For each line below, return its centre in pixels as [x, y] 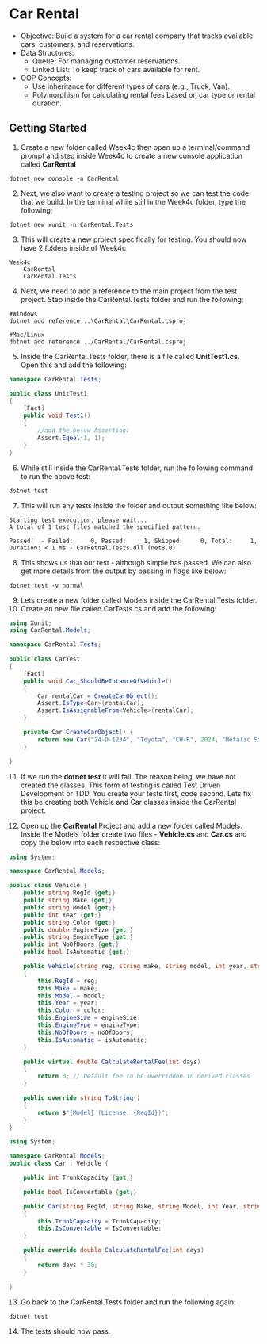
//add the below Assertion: [84, 431]
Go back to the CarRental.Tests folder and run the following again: [128, 1302]
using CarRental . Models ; [50, 630]
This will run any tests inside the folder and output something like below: [138, 505]
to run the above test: [55, 476]
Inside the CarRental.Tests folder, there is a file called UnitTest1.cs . [130, 356]
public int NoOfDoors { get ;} [71, 944]
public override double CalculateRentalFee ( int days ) [114, 1250]
